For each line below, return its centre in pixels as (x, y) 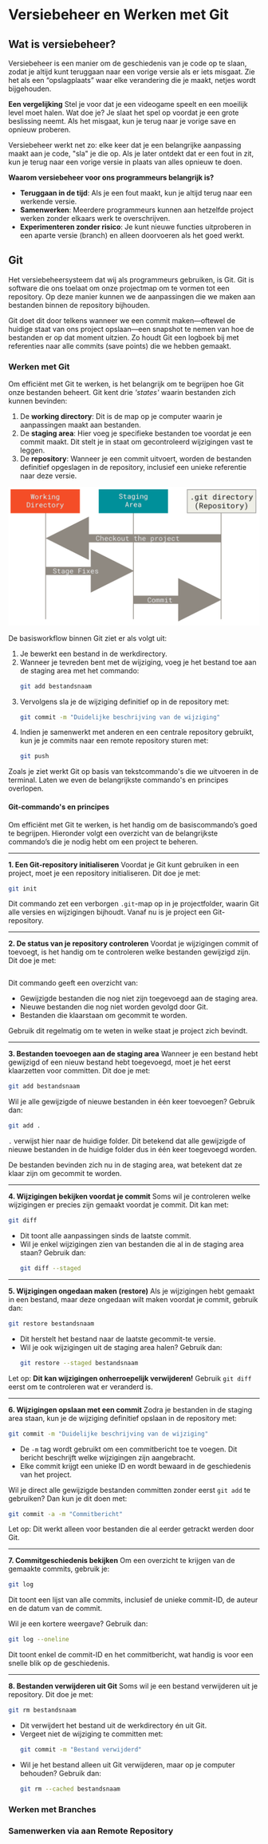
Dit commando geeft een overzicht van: (73, 983)
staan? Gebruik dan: (53, 1253)
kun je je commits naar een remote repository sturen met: (114, 740)
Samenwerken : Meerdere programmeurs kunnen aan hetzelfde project (136, 210)
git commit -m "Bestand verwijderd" (81, 1750)
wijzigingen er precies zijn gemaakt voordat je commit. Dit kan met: (118, 1205)
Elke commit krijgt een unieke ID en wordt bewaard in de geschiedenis (135, 1466)
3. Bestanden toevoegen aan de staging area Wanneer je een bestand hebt (133, 1054)
